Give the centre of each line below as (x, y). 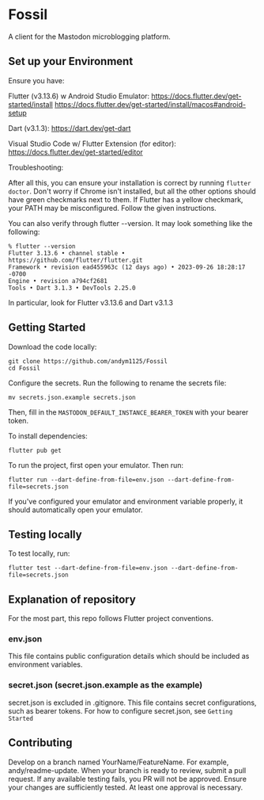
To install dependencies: (48, 436)
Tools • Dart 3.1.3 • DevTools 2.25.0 (72, 288)
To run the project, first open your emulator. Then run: (96, 465)
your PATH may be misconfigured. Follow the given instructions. (113, 208)
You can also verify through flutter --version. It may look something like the (130, 223)
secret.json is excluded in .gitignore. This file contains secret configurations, (132, 702)
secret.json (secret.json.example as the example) (106, 685)
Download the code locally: (53, 346)
